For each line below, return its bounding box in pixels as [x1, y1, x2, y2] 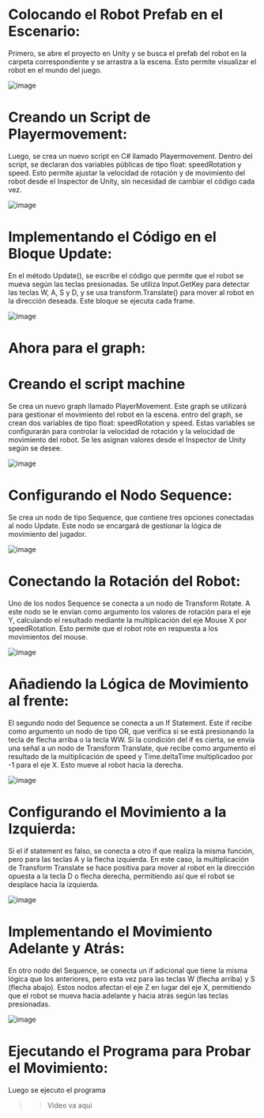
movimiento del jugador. [8, 529, 87, 538]
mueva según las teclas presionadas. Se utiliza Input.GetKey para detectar [8, 279, 251, 289]
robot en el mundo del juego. [8, 65, 103, 74]
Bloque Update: [8, 245, 112, 263]
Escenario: [8, 22, 81, 40]
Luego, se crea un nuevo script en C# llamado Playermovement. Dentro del [8, 151, 253, 161]
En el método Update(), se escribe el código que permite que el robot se [8, 270, 244, 280]
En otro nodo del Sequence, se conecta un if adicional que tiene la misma [8, 965, 247, 975]
